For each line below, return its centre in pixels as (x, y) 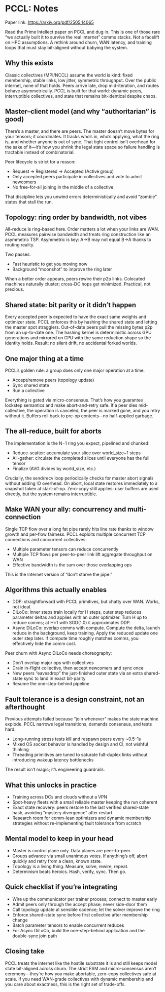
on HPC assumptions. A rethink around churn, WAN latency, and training (78, 42)
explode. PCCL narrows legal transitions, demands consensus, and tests (79, 724)
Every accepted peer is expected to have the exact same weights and (76, 317)
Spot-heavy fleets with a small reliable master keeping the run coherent (85, 802)
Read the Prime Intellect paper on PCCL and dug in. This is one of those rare (82, 32)
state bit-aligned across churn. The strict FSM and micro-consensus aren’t (81, 968)
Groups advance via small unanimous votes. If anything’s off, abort (80, 856)
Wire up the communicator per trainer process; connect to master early (85, 899)
